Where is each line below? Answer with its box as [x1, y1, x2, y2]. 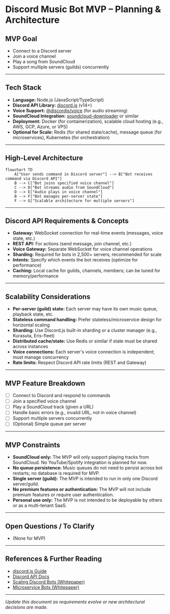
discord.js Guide [12, 568, 47, 574]
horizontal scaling [12, 322, 50, 328]
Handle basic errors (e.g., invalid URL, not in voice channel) [12, 410, 137, 416]
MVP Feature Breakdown [5, 379, 86, 387]
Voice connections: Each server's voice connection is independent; [12, 349, 155, 355]
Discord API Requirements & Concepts [5, 216, 129, 226]
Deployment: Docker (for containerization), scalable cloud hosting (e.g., [12, 118, 163, 124]
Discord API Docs [12, 573, 50, 580]
